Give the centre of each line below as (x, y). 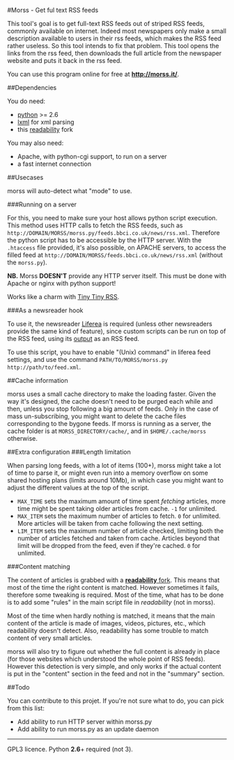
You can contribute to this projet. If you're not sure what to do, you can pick (116, 701)
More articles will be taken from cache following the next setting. (110, 523)
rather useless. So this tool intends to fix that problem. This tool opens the (113, 46)
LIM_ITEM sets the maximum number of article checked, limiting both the (120, 531)
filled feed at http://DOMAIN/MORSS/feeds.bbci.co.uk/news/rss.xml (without (115, 255)
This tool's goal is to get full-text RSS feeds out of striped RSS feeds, (106, 23)
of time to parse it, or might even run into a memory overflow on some (108, 473)
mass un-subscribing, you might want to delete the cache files (97, 416)
